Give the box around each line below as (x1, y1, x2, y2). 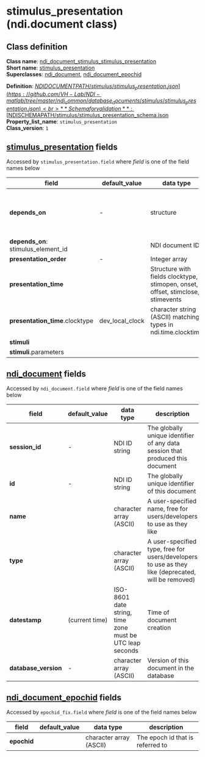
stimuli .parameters (9, 348, 64, 356)
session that (147, 447, 182, 455)
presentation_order (9, 255, 67, 264)
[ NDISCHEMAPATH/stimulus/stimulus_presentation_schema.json (6, 111, 169, 118)
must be (113, 631, 137, 640)
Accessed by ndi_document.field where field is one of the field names (6, 385, 183, 392)
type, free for (147, 545, 185, 553)
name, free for (147, 504, 188, 513)
